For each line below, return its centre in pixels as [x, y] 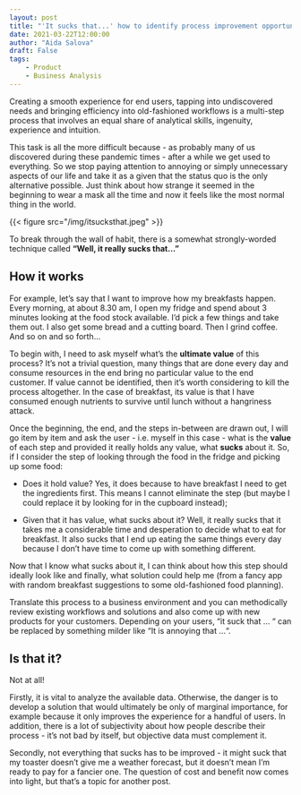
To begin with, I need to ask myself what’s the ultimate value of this [134, 354]
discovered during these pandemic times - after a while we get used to [140, 157]
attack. [22, 410]
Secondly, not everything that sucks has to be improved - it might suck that [148, 753]
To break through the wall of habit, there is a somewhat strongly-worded [143, 239]
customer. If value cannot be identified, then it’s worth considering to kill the [149, 382]
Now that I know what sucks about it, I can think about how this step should [149, 566]
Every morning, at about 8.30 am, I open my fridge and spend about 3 [138, 308]
